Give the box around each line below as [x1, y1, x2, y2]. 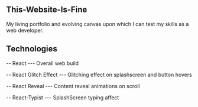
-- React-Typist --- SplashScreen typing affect [6, 94, 119, 101]
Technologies [6, 44, 58, 54]
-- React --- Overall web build [6, 59, 79, 67]
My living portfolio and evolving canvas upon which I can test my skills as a [6, 20, 189, 27]
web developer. [6, 27, 44, 34]
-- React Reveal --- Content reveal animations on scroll [6, 82, 140, 89]
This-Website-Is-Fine [6, 5, 87, 15]
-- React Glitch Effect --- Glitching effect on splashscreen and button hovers [6, 71, 192, 78]
